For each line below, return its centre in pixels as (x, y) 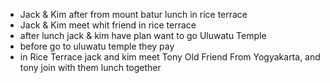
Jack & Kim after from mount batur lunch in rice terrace (133, 14)
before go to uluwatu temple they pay (97, 46)
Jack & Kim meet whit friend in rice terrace (108, 25)
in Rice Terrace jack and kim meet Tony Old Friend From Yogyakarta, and (170, 57)
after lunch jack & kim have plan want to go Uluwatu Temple (143, 35)
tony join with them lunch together (90, 67)
